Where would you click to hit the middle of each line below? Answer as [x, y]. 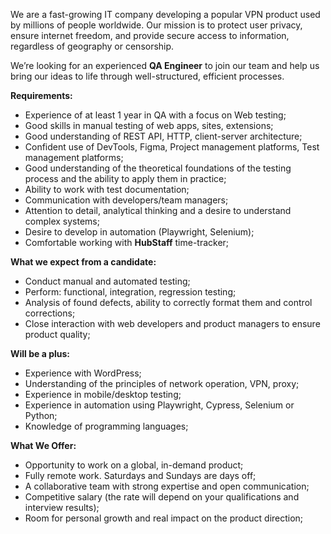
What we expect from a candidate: [83, 262]
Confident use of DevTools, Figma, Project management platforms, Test [172, 147]
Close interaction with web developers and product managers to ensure [172, 323]
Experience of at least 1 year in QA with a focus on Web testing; [155, 115]
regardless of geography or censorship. [92, 46]
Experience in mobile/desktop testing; [103, 394]
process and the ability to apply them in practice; [125, 178]
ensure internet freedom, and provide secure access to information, [150, 35]
